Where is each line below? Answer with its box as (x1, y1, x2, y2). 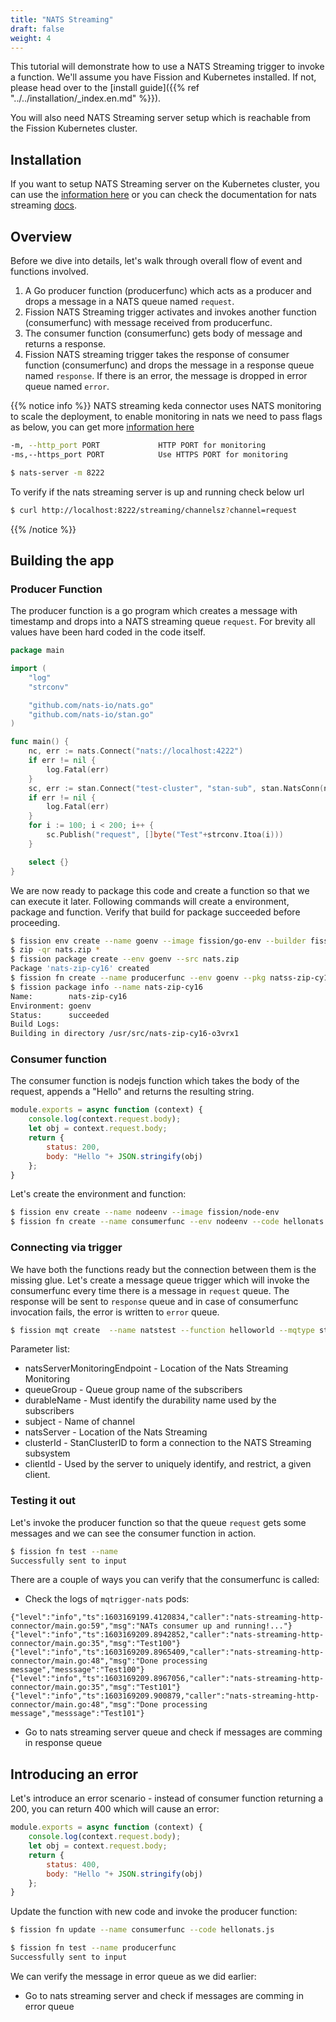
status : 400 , (46, 1859, 101, 1870)
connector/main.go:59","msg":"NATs (10, 1621, 159, 1631)
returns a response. (24, 338, 107, 350)
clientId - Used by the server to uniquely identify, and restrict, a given (24, 1458, 312, 1470)
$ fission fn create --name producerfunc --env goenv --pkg (10, 973, 267, 983)
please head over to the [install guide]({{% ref (10, 82, 200, 94)
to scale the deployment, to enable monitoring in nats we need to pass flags (10, 411, 323, 422)
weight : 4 (10, 33, 52, 43)
